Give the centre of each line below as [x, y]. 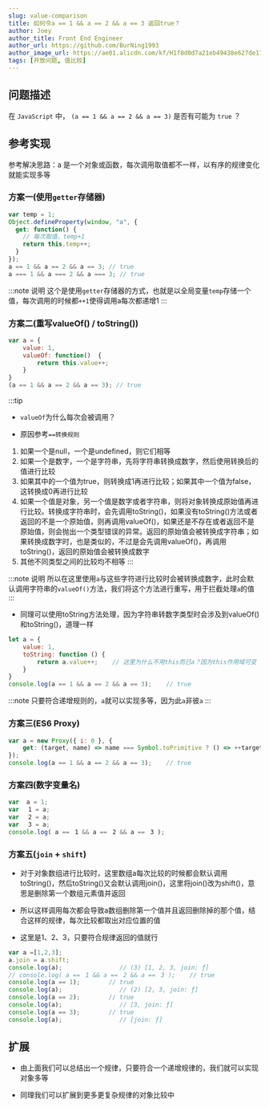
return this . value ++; [73, 363]
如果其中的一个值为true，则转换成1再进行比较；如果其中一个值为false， [138, 482]
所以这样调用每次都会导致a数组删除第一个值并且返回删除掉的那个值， [134, 910]
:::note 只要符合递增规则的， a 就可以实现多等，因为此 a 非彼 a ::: [110, 701]
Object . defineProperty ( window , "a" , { [73, 222]
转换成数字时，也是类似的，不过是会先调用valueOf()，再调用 [126, 542]
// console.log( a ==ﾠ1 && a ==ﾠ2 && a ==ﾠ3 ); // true [112, 975]
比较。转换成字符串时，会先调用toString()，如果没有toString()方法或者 [143, 511]
